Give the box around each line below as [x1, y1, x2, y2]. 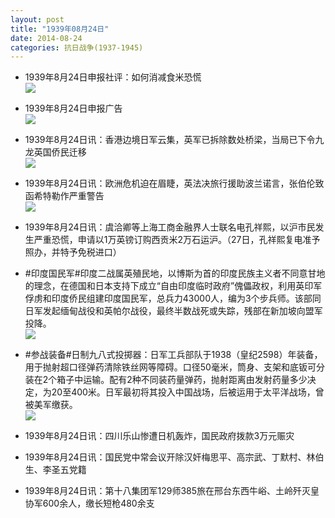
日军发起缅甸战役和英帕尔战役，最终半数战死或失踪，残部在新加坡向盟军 [24, 305, 323, 317]
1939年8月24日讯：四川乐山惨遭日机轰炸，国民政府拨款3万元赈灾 [24, 430, 295, 442]
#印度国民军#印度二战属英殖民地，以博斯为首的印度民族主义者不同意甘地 [24, 267, 326, 280]
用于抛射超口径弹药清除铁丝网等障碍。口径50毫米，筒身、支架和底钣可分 [24, 361, 325, 373]
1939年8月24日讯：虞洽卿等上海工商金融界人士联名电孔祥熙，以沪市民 [24, 221, 316, 233]
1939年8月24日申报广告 [24, 102, 123, 115]
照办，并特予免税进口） [24, 246, 122, 258]
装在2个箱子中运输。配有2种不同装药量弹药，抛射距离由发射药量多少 [24, 374, 308, 386]
